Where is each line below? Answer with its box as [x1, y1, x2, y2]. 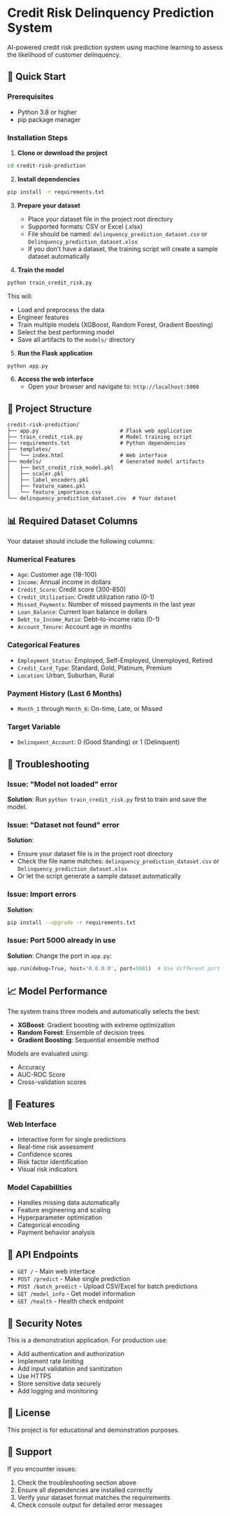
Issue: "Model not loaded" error [7, 779, 117, 789]
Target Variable [7, 722, 61, 731]
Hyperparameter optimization [17, 1213, 103, 1221]
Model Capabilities [7, 1182, 73, 1192]
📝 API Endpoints [7, 1248, 79, 1260]
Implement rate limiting [17, 1357, 84, 1365]
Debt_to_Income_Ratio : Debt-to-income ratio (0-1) [17, 615, 160, 623]
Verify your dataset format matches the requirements [17, 1493, 171, 1501]
